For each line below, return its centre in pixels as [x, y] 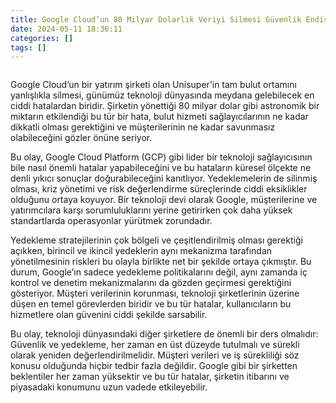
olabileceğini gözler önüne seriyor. [81, 138]
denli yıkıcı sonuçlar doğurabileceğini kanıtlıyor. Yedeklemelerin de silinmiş [164, 178]
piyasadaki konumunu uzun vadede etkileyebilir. [109, 387]
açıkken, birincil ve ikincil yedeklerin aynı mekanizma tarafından [141, 251]
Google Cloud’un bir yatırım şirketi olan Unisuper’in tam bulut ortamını [153, 85]
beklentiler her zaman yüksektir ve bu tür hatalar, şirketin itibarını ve [150, 377]
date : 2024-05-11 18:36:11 [66, 29]
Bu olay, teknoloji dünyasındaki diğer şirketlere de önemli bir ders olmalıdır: [164, 334]
